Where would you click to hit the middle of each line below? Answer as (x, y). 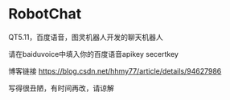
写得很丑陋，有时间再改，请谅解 (61, 88)
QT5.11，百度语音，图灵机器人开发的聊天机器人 (86, 37)
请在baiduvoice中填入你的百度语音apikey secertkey (94, 54)
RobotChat (45, 14)
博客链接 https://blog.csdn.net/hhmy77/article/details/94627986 (115, 71)
